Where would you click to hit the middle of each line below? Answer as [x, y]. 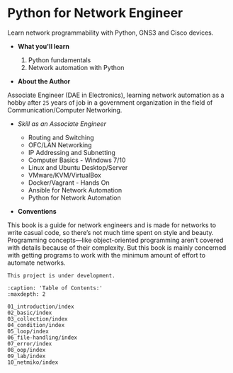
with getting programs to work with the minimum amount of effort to [107, 255]
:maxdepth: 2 [27, 294]
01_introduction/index [41, 306]
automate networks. [36, 263]
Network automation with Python [76, 67]
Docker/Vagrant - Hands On [69, 183]
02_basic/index [30, 313]
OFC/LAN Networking [60, 145]
